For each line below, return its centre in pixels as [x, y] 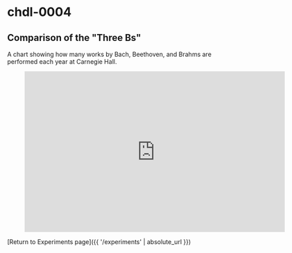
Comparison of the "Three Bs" [74, 38]
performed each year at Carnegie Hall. [62, 62]
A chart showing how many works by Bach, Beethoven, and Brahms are [109, 54]
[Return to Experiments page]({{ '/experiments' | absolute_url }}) [99, 242]
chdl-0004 [39, 12]
